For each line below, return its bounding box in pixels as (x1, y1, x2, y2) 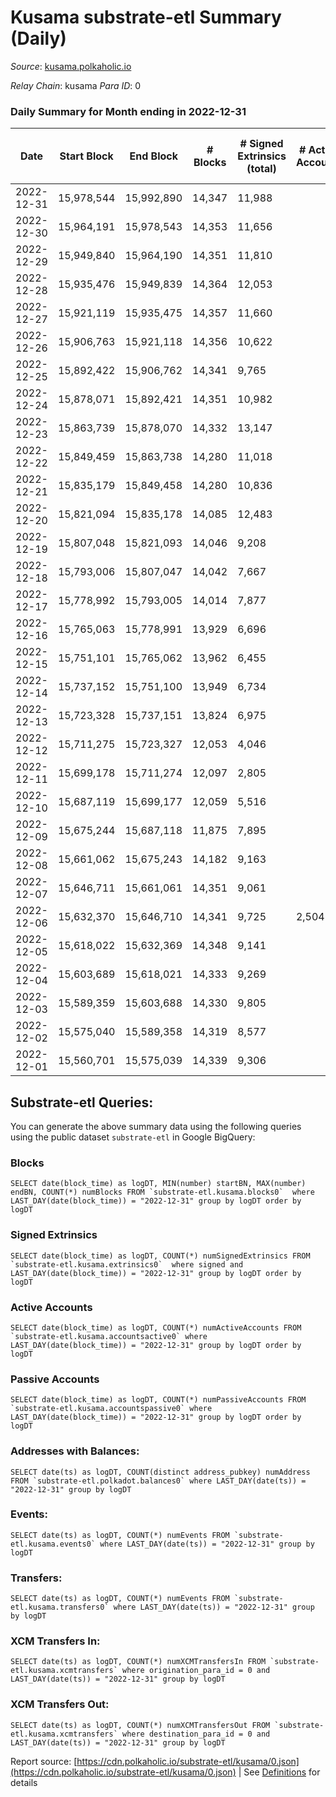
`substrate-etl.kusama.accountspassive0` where (10, 1404, 213, 1414)
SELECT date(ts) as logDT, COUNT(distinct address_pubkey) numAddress (10, 1467, 311, 1477)
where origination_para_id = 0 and (121, 1666, 271, 1676)
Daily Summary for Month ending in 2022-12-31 (10, 104, 247, 118)
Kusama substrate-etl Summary (10, 6, 282, 29)
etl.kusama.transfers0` (10, 1602, 110, 1613)
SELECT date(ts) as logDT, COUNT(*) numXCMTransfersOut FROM (10, 1720, 271, 1730)
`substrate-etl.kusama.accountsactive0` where (10, 1331, 208, 1341)
